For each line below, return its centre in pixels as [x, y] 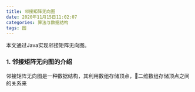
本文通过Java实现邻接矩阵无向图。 [48, 45]
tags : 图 [16, 28]
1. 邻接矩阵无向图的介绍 [39, 62]
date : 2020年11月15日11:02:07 [42, 17]
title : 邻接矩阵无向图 [31, 11]
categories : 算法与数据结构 [37, 22]
